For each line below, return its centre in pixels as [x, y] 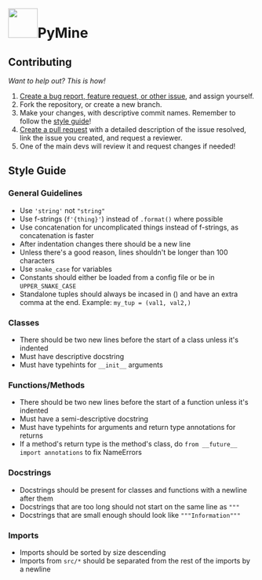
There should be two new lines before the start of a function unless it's [134, 402]
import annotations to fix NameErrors [81, 453]
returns [31, 435]
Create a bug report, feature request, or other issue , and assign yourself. [137, 96]
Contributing [40, 62]
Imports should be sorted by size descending [93, 552]
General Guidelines [45, 193]
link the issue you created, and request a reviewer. [101, 138]
